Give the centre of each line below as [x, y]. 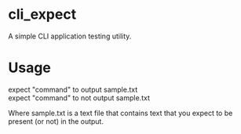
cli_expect [42, 14]
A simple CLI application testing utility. [70, 36]
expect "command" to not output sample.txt [79, 98]
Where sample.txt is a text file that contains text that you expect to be [120, 113]
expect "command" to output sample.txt [73, 89]
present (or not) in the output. [56, 121]
